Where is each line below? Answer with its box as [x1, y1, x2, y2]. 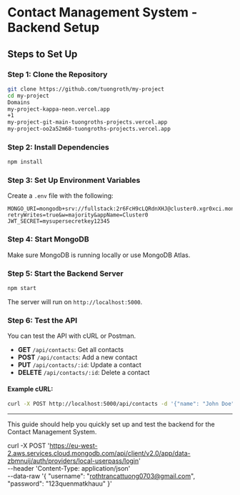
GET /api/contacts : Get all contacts [17, 346, 124, 354]
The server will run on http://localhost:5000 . [7, 297, 143, 306]
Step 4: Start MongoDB [7, 234, 89, 244]
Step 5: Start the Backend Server [7, 269, 124, 279]
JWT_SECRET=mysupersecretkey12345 [7, 218, 111, 225]
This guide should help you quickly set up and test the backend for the [7, 420, 216, 429]
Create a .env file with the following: [7, 191, 114, 200]
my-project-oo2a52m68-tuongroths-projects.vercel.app [7, 126, 171, 133]
